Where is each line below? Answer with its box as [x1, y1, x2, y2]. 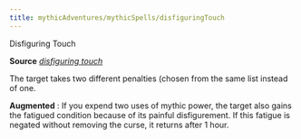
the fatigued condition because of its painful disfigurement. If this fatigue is [9, 109, 290, 120]
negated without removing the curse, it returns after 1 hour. [9, 119, 229, 130]
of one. [9, 82, 36, 93]
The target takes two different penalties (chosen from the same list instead [9, 73, 288, 84]
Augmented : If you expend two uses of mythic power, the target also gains [9, 100, 293, 111]
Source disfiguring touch [9, 55, 103, 66]
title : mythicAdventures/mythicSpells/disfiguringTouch [9, 13, 225, 23]
